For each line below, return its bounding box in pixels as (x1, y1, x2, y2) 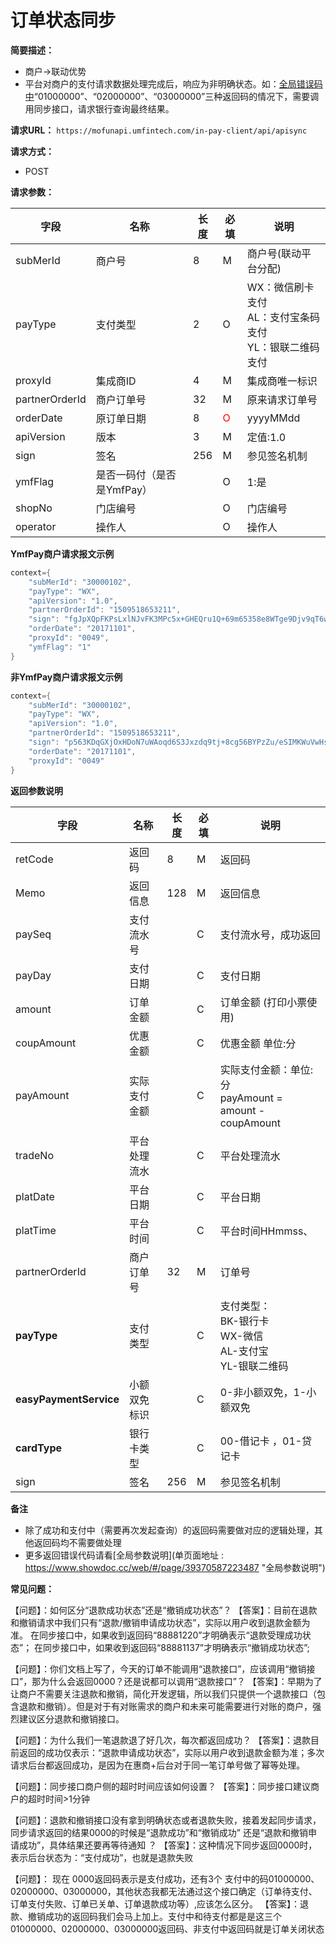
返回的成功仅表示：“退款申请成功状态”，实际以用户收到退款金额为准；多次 (18, 1746, 325, 1758)
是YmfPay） (95, 482, 153, 496)
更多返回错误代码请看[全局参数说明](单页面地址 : (24, 1549, 225, 1561)
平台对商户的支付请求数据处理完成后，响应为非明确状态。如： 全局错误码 (24, 77, 323, 90)
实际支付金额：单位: (219, 1062, 313, 1076)
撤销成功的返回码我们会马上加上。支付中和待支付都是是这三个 (27, 1910, 282, 1922)
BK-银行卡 (219, 1314, 270, 1328)
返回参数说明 (10, 784, 63, 796)
